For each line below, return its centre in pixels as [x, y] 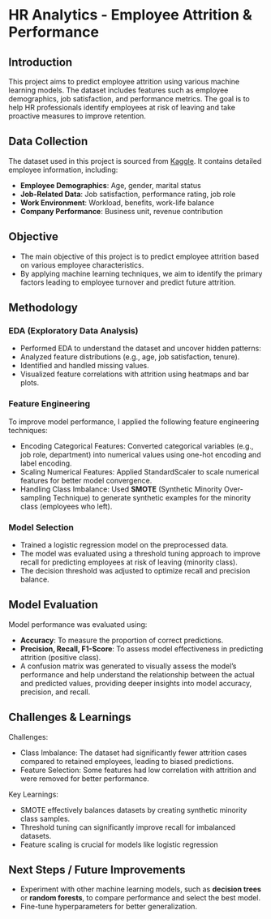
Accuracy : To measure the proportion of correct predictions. [122, 640]
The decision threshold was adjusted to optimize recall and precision [135, 570]
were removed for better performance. [85, 778]
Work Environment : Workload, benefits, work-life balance [117, 202]
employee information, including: [63, 170]
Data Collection [48, 142]
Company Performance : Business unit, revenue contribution [121, 211]
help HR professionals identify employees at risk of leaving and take [122, 107]
